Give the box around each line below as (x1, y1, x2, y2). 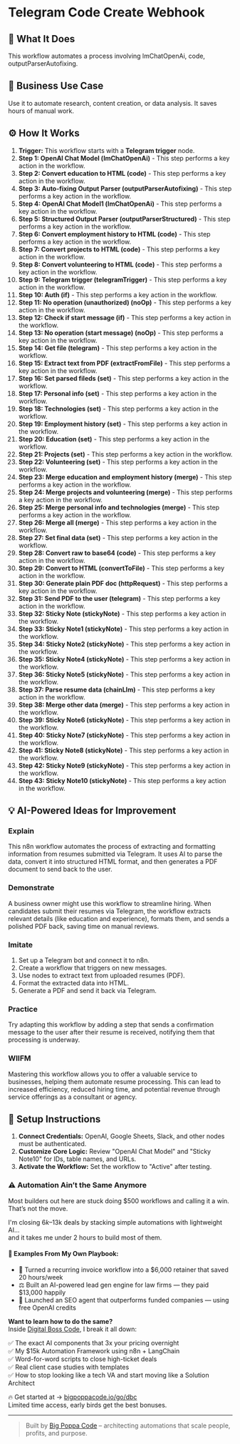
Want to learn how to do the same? (8, 1317, 113, 1325)
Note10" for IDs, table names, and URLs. (18, 1155, 137, 1163)
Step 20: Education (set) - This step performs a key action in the (18, 434, 209, 443)
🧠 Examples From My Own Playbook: (8, 1250, 119, 1258)
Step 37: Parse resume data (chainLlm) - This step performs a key (18, 685, 216, 694)
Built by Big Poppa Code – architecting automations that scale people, (25, 1421, 231, 1430)
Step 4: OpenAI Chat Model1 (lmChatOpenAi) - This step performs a (18, 199, 222, 208)
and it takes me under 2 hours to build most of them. (8, 1233, 162, 1242)
